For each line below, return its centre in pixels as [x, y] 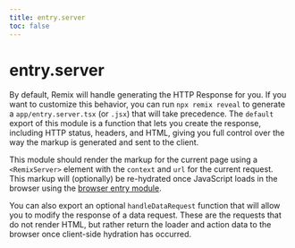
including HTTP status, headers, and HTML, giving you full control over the [147, 133]
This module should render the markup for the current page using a [133, 160]
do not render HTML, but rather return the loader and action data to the [140, 225]
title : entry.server [48, 17]
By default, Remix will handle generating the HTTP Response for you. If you [148, 95]
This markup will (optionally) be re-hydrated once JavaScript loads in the [143, 179]
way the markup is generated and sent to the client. [104, 142]
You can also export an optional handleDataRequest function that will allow [145, 206]
